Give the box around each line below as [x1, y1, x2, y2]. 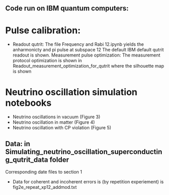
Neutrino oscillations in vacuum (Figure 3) [12, 114, 100, 120]
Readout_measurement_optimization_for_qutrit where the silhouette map [12, 63, 164, 69]
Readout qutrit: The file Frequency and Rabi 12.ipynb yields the [12, 41, 144, 47]
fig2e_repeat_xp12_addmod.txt [12, 184, 77, 190]
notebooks [5, 97, 52, 108]
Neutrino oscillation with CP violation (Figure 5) [12, 125, 112, 131]
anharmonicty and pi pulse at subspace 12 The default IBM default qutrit [12, 47, 164, 53]
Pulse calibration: [5, 24, 81, 36]
